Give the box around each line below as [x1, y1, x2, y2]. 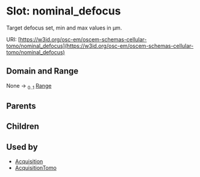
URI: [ [6, 36, 20, 43]
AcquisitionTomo [14, 164, 57, 172]
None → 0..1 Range [6, 82, 52, 91]
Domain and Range [6, 66, 79, 76]
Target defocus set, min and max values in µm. [6, 24, 122, 31]
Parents [6, 101, 36, 111]
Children [6, 122, 39, 132]
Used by [6, 141, 38, 152]
